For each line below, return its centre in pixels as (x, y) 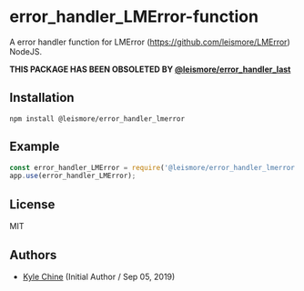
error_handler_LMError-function (134, 17)
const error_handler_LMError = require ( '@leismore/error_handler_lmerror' (154, 167)
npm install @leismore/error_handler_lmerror (97, 119)
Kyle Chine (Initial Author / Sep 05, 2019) (99, 276)
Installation (42, 98)
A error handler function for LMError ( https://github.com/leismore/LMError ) (150, 42)
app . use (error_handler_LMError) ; (73, 176)
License (32, 204)
